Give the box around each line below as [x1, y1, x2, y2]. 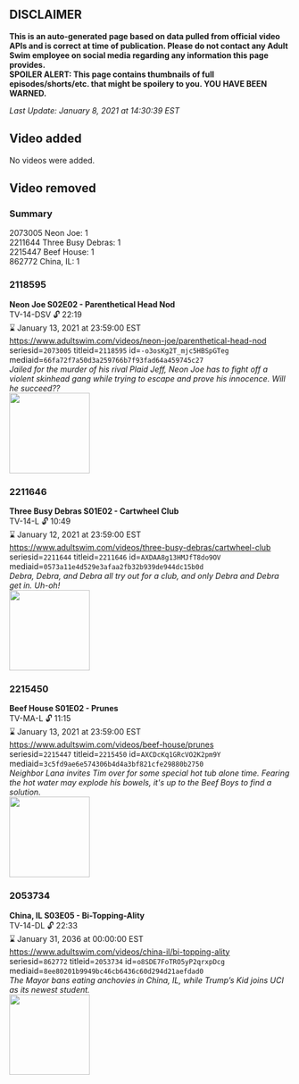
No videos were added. [9, 155, 96, 165]
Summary [9, 207, 54, 220]
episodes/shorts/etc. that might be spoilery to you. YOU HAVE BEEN [9, 78, 268, 88]
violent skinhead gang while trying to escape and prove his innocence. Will [9, 373, 286, 383]
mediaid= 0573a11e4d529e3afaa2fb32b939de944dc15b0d [9, 560, 203, 571]
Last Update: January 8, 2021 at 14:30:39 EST [9, 105, 180, 115]
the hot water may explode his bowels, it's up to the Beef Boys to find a [9, 777, 272, 788]
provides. [9, 59, 46, 70]
